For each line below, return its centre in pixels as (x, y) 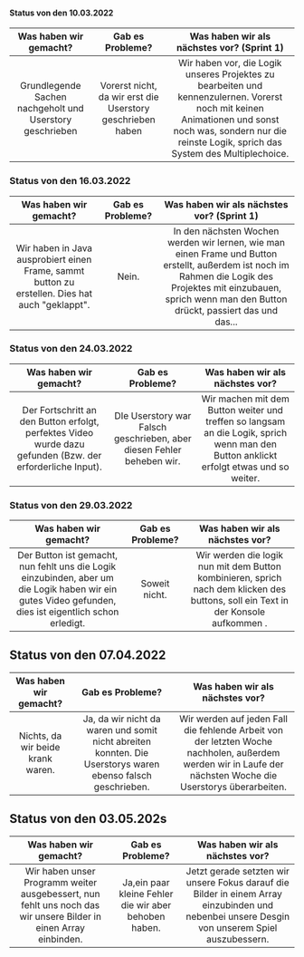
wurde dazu (59, 444)
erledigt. (67, 623)
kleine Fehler (146, 894)
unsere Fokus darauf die (237, 882)
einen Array (61, 927)
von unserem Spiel (237, 927)
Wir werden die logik (239, 556)
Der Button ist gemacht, (68, 556)
